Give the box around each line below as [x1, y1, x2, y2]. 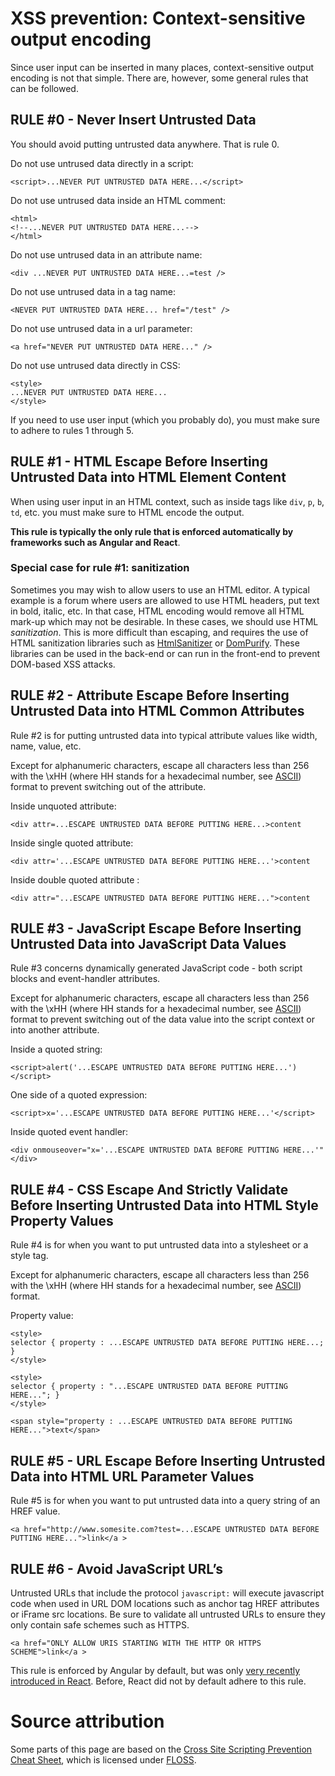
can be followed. [10, 82, 79, 94]
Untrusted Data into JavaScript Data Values [10, 936, 287, 953]
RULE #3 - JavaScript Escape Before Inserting [10, 920, 302, 937]
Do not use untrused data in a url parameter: [10, 322, 193, 334]
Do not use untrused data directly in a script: [10, 157, 194, 169]
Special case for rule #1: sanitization [10, 561, 190, 575]
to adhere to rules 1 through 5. [10, 424, 134, 436]
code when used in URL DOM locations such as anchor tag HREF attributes [10, 1597, 320, 1609]
